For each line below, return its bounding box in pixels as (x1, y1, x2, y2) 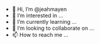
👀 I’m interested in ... (12, 12, 64, 19)
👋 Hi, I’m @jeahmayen (12, 6, 67, 12)
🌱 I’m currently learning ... (12, 18, 77, 25)
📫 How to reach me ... (12, 32, 68, 38)
